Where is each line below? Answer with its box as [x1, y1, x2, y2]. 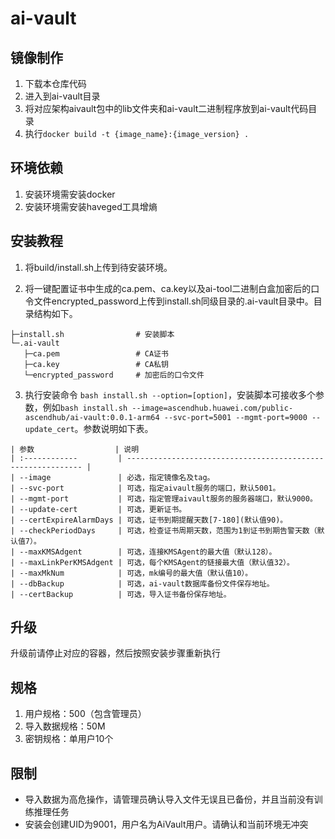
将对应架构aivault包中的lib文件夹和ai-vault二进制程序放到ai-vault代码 [24, 103, 309, 114]
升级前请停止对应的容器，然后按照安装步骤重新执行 [10, 647, 221, 659]
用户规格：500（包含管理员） [24, 708, 147, 720]
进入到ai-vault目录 [24, 90, 101, 102]
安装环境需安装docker [24, 188, 116, 200]
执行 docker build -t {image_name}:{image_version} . [24, 128, 250, 139]
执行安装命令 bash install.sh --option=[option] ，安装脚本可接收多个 [24, 388, 316, 401]
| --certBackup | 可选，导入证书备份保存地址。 [10, 589, 232, 599]
